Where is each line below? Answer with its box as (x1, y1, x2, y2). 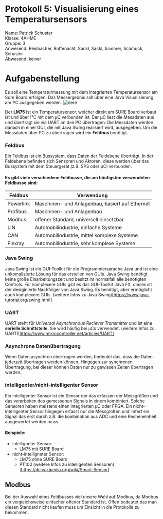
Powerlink (7, 200, 30, 207)
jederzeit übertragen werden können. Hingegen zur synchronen (5, 359, 133, 365)
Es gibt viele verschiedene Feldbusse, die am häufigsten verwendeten (5, 174, 150, 180)
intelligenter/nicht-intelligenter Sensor (5, 382, 99, 389)
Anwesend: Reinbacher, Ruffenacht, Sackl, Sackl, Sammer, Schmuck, (5, 45, 144, 51)
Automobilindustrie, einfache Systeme (35, 224, 122, 231)
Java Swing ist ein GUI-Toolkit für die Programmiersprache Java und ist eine (5, 266, 158, 271)
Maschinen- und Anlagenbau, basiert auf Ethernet (35, 200, 150, 207)
